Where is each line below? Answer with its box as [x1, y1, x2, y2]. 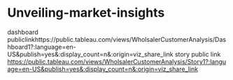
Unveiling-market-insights [7, 5, 165, 21]
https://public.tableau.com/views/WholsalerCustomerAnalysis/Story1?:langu [7, 57, 227, 65]
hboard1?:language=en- [7, 42, 76, 51]
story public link [174, 50, 221, 58]
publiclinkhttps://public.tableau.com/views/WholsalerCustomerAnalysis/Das [7, 35, 226, 43]
